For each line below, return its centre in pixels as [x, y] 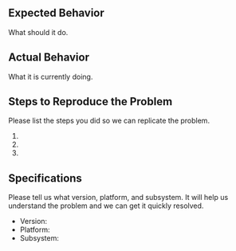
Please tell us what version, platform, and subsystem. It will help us [118, 198]
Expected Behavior [57, 13]
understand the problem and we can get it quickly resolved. [106, 206]
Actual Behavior [49, 58]
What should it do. [38, 32]
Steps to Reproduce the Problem [90, 102]
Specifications [45, 178]
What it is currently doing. [51, 76]
